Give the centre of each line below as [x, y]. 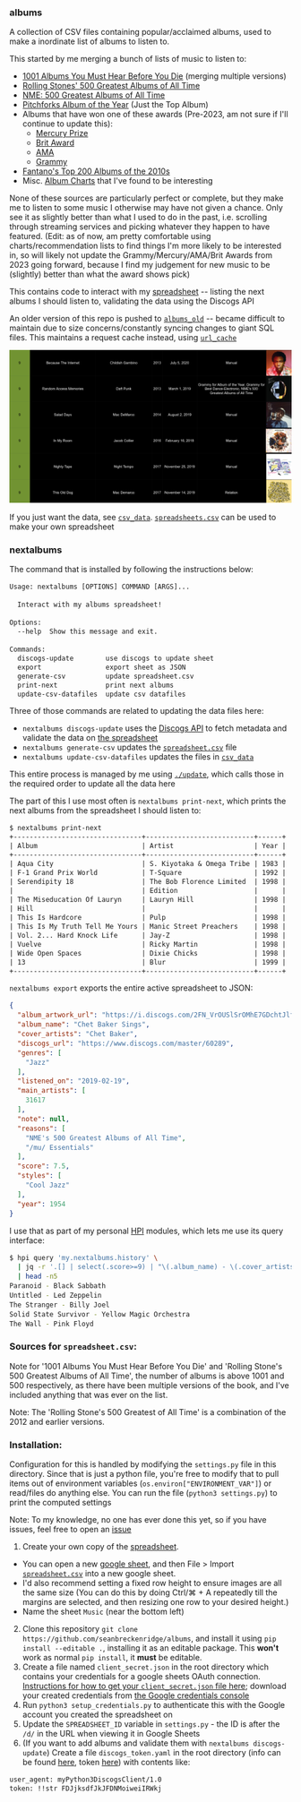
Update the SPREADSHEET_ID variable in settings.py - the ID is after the [151, 1724]
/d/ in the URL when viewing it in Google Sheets [111, 1734]
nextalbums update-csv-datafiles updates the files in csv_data [138, 757]
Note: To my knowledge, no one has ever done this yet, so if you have [138, 1520]
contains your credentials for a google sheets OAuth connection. [142, 1677]
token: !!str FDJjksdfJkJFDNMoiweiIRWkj [86, 1789]
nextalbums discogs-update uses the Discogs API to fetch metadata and [155, 728]
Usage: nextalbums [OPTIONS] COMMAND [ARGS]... [100, 587]
